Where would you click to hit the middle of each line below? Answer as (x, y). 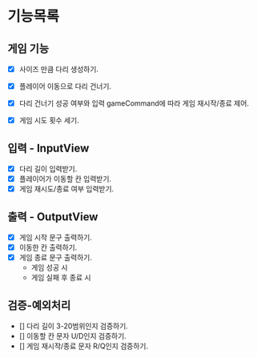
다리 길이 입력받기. (48, 169)
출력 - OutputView (53, 217)
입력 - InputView (48, 148)
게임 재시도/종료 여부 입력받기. (66, 189)
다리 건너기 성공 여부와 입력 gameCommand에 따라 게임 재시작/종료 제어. (134, 103)
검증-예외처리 (39, 305)
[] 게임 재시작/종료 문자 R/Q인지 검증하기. (84, 346)
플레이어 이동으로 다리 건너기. (65, 86)
